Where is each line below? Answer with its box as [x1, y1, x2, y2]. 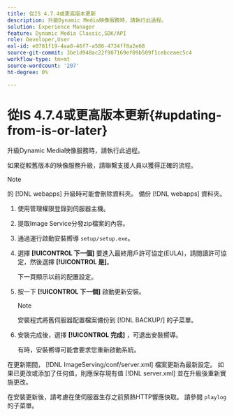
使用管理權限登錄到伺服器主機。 [17, 204, 110, 213]
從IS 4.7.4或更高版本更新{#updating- [7, 107, 222, 123]
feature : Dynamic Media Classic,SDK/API [7, 29, 127, 37]
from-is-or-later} [7, 122, 108, 138]
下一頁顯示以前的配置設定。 [17, 273, 98, 281]
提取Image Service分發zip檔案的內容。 [17, 220, 129, 228]
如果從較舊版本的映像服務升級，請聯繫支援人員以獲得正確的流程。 [7, 162, 197, 170]
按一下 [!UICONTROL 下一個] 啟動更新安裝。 [17, 287, 145, 296]
